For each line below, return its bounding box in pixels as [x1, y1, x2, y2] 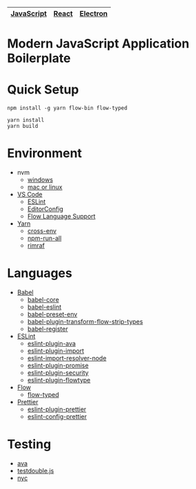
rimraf [27, 241, 45, 250]
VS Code [17, 191, 43, 199]
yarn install [7, 117, 45, 124]
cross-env [27, 227, 57, 235]
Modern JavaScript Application [7, 36, 190, 52]
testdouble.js [17, 466, 54, 475]
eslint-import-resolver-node [27, 354, 107, 362]
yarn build [7, 123, 39, 130]
